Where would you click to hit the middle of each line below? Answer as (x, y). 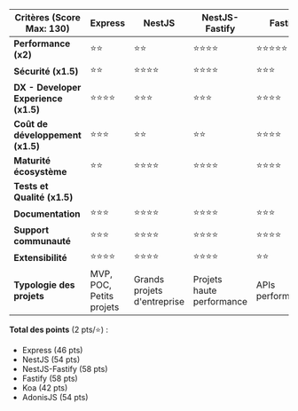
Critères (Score (48, 17)
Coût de (31, 124)
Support (31, 230)
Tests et (31, 186)
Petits (102, 296)
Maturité (32, 161)
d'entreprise (159, 301)
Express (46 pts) (52, 350)
